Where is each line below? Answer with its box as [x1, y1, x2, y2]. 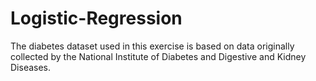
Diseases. [10, 61, 52, 73]
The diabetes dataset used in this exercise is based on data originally [10, 40, 295, 52]
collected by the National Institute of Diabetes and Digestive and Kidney [10, 50, 307, 62]
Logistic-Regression [10, 7, 183, 30]
